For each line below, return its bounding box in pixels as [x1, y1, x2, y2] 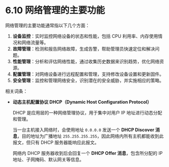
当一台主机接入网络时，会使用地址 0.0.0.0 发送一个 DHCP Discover [12, 127, 155, 133]
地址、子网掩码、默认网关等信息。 [12, 156, 84, 162]
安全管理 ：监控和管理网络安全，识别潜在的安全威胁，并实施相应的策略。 [12, 77, 164, 83]
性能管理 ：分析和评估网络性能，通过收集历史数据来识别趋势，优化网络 [12, 58, 160, 64]
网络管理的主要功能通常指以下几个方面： [5, 22, 90, 28]
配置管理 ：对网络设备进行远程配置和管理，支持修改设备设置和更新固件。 [12, 71, 164, 77]
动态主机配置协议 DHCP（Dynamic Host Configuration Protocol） [12, 99, 152, 105]
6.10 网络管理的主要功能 [5, 5, 105, 16]
